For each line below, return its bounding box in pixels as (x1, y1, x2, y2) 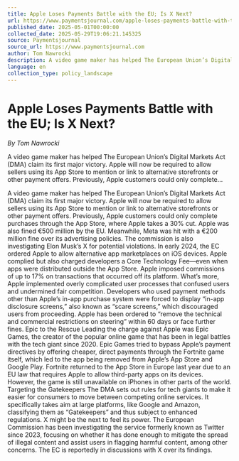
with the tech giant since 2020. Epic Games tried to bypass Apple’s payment (7, 340, 231, 349)
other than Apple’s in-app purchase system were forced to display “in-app (7, 295, 225, 303)
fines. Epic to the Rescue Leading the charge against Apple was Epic (7, 325, 208, 334)
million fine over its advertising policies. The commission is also (7, 234, 193, 243)
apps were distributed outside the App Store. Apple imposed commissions (7, 264, 225, 273)
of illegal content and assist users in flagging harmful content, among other (7, 438, 228, 447)
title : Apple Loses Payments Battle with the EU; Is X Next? (7, 10, 193, 18)
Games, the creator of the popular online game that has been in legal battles (7, 332, 231, 341)
